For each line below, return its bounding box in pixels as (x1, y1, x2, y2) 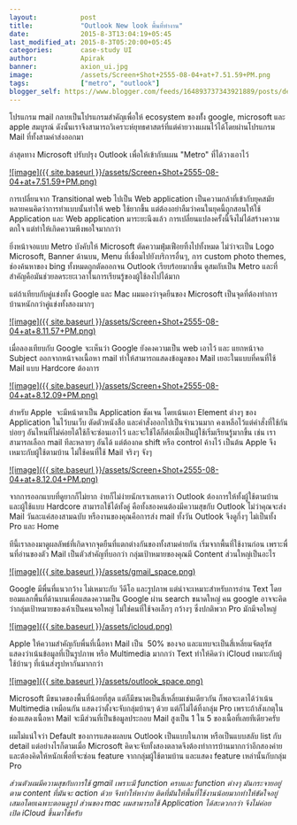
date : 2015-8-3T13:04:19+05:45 (9, 29, 172, 38)
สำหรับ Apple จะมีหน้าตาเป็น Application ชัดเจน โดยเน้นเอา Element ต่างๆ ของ (9, 406, 256, 417)
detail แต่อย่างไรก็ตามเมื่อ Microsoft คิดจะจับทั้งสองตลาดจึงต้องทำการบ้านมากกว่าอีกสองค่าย (9, 740, 283, 751)
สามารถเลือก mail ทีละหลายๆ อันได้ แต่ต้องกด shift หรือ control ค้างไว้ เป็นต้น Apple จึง (9, 436, 277, 447)
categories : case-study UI (9, 46, 133, 55)
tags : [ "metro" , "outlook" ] (9, 79, 161, 88)
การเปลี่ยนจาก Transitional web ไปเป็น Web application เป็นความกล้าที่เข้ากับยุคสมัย (9, 193, 275, 204)
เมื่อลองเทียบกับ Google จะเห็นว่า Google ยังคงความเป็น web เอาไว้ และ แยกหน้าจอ (9, 343, 264, 353)
